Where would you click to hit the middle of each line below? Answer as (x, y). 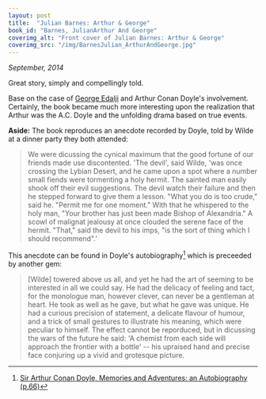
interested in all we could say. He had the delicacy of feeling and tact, (141, 287)
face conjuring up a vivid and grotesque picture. (106, 355)
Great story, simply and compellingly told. (76, 83)
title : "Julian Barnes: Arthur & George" (79, 23)
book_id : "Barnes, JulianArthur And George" (83, 30)
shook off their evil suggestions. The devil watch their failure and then (141, 188)
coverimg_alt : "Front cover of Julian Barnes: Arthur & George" (116, 38)
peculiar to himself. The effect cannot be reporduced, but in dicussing (141, 329)
